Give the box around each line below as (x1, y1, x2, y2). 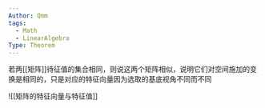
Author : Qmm (8, 11, 48, 20)
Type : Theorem (8, 42, 56, 50)
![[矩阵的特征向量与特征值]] (8, 91, 98, 101)
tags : (8, 19, 26, 27)
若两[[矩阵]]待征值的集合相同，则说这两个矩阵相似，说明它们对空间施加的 (8, 65, 251, 74)
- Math (15, 26, 38, 34)
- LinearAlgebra (15, 34, 70, 42)
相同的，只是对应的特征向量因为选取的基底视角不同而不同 (22, 74, 212, 84)
